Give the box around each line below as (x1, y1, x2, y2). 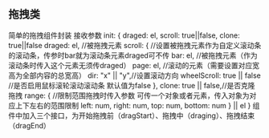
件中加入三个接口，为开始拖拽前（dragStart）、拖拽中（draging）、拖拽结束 (8, 111, 255, 120)
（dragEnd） (8, 120, 51, 130)
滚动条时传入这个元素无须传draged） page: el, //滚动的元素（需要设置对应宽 (8, 60, 259, 70)
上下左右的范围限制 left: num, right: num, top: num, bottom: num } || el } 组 (14, 100, 260, 110)
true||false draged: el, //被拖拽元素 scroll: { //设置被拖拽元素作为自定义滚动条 (8, 40, 262, 50)
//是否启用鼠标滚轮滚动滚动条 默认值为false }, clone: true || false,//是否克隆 (8, 80, 255, 90)
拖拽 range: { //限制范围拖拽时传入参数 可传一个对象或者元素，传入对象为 (8, 91, 250, 100)
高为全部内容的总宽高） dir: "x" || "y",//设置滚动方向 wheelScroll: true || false (8, 71, 261, 80)
